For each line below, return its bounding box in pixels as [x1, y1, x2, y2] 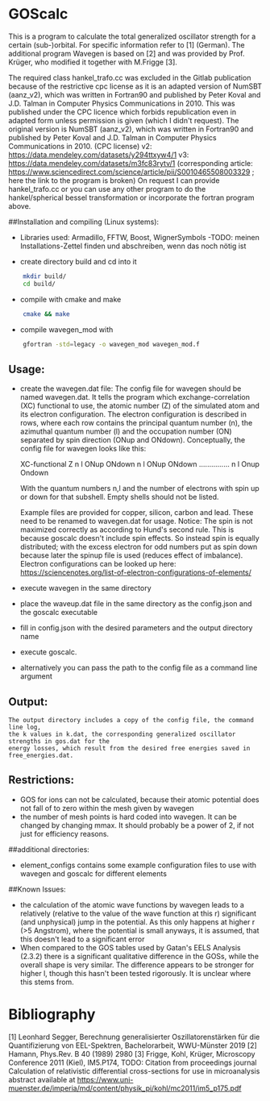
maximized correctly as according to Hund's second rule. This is [19, 525, 235, 534]
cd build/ [23, 280, 56, 288]
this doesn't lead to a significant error [19, 934, 145, 944]
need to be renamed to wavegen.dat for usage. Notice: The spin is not [19, 517, 253, 526]
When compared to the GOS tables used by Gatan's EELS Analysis [19, 942, 241, 952]
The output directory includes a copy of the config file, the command [8, 717, 254, 725]
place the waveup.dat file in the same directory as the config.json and [19, 599, 252, 609]
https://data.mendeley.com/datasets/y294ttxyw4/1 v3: [8, 150, 189, 160]
